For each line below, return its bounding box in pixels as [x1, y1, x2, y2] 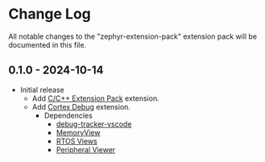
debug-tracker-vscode [56, 118, 132, 129]
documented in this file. [8, 39, 87, 49]
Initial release [19, 85, 64, 94]
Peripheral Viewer [56, 144, 116, 154]
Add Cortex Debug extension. [31, 102, 131, 111]
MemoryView [56, 127, 101, 137]
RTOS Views [56, 136, 98, 146]
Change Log [8, 5, 91, 23]
